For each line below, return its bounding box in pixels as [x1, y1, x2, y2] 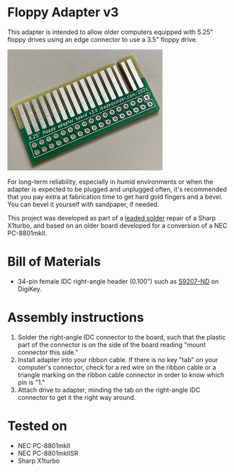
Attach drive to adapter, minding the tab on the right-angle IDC [17, 386, 201, 394]
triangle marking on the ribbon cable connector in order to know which [17, 370, 225, 379]
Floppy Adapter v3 [7, 4, 119, 21]
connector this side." [17, 348, 79, 356]
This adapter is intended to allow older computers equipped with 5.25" [7, 28, 213, 36]
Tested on [7, 418, 67, 434]
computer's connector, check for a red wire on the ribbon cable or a [17, 363, 216, 371]
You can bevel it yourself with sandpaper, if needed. [7, 200, 160, 208]
